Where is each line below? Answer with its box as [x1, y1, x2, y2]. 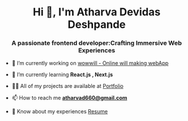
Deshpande [68, 18, 126, 31]
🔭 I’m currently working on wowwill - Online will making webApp [11, 60, 169, 67]
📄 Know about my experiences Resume [11, 108, 108, 115]
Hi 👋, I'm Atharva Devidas [33, 5, 161, 19]
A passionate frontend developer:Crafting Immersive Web [11, 39, 182, 47]
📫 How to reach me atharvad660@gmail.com [11, 94, 128, 102]
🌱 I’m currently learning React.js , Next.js [11, 71, 113, 79]
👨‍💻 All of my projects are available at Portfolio [11, 83, 123, 90]
